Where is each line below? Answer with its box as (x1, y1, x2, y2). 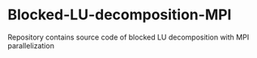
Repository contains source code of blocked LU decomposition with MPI (7, 32, 250, 42)
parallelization (7, 40, 54, 50)
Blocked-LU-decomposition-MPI (7, 6, 232, 24)
